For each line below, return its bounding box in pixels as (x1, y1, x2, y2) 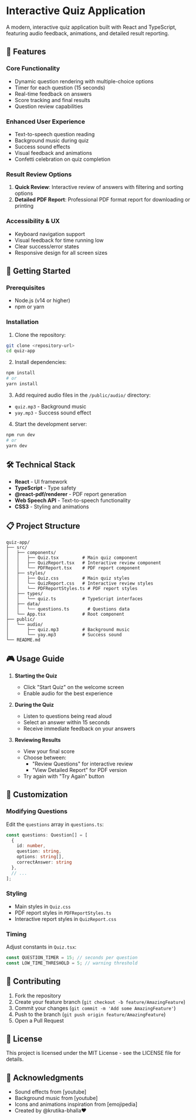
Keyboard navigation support (14, 230, 85, 237)
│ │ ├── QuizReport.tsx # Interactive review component (6, 560, 161, 566)
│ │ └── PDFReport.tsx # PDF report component (6, 565, 141, 571)
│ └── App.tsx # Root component (6, 612, 125, 618)
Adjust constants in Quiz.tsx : (6, 943, 77, 950)
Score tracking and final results (14, 96, 90, 103)
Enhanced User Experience (6, 117, 85, 126)
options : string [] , (16, 854, 65, 860)
